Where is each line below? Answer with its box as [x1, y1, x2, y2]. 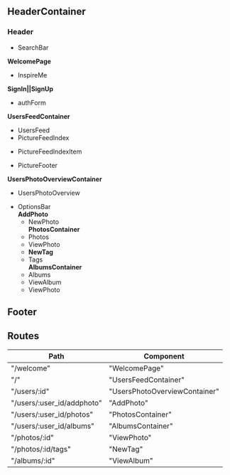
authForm [17, 98, 46, 107]
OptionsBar [17, 202, 51, 210]
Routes [7, 330, 40, 342]
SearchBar [17, 43, 49, 52]
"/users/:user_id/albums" [11, 421, 94, 431]
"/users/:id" [11, 386, 50, 396]
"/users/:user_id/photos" [11, 409, 94, 419]
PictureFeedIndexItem [17, 147, 82, 156]
